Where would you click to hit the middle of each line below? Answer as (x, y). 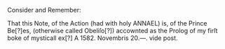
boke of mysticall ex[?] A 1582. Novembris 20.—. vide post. (93, 38)
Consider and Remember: (44, 10)
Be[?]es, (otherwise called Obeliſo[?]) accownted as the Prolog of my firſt (112, 31)
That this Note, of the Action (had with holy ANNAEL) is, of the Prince (108, 23)
